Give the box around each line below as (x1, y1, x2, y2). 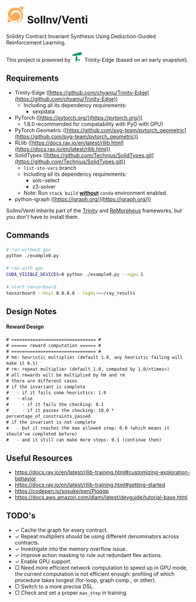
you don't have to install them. (6, 213, 79, 220)
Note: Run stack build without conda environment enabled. (23, 189, 168, 196)
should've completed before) (6, 431, 78, 437)
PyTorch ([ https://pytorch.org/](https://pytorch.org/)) (14, 114, 143, 121)
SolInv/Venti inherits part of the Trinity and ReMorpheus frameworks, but (6, 207, 182, 214)
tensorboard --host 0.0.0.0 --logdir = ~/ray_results (6, 290, 135, 296)
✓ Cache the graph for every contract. (14, 527, 108, 534)
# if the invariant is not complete (6, 419, 96, 426)
